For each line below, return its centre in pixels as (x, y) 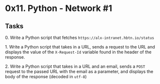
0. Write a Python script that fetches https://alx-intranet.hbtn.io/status (80, 37)
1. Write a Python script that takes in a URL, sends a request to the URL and (80, 47)
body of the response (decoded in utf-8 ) (46, 77)
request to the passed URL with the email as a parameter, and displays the (79, 72)
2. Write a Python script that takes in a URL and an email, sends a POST (75, 66)
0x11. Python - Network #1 (59, 8)
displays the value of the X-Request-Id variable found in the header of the (78, 52)
